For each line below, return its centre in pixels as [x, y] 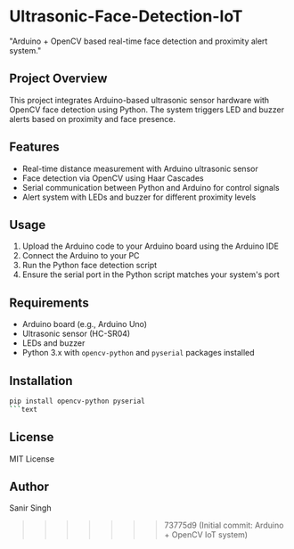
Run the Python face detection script [90, 266]
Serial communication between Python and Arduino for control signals [151, 187]
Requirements [49, 303]
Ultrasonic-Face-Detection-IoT [126, 16]
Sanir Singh [30, 508]
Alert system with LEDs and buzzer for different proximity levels [139, 197]
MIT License [32, 459]
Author [29, 486]
